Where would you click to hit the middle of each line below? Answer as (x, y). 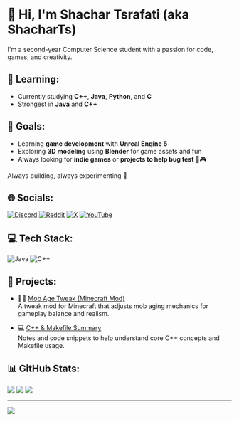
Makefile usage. (41, 345)
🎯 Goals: (26, 126)
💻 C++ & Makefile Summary (59, 328)
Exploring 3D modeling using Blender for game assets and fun (110, 151)
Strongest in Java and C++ (57, 104)
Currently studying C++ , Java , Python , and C (84, 96)
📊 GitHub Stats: (44, 369)
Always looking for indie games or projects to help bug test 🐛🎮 (112, 159)
